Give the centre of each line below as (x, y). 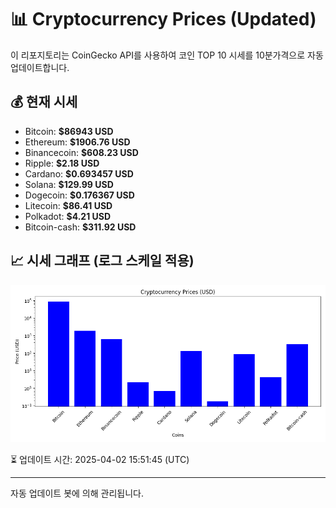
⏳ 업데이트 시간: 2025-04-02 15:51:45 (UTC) (100, 459)
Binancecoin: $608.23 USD (81, 152)
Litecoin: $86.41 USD (68, 205)
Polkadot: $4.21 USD (68, 216)
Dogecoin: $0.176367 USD (79, 195)
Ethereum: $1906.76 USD (77, 142)
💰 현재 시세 (44, 102)
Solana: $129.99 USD (69, 184)
